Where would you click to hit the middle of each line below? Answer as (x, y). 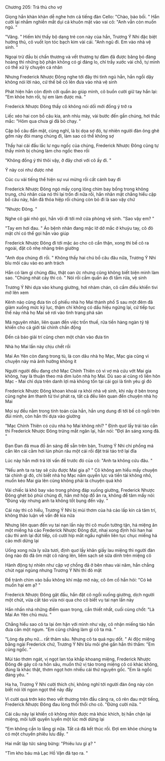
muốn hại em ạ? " (23, 585)
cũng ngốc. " (18, 650)
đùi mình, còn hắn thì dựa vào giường (43, 416)
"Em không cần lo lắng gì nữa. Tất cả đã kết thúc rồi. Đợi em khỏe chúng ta (81, 729)
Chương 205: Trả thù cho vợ (34, 7)
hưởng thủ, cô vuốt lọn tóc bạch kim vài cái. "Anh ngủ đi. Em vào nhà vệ (78, 42)
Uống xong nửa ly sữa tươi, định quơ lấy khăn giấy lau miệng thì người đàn (80, 550)
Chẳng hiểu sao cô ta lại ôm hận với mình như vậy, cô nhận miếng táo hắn (80, 624)
